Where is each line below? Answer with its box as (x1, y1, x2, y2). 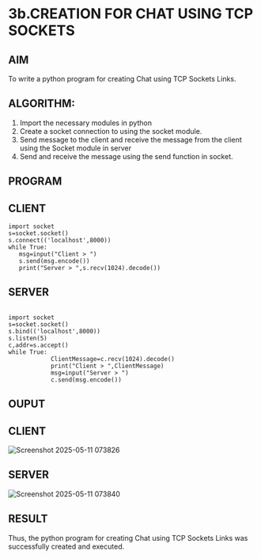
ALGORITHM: (8, 97, 75, 111)
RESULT (8, 512, 48, 526)
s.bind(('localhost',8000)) (8, 327, 101, 335)
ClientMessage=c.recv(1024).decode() (50, 355, 176, 363)
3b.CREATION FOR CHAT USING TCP (8, 5, 254, 23)
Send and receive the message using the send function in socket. (19, 151, 233, 161)
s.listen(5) (8, 334, 47, 342)
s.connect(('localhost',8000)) (8, 237, 112, 245)
